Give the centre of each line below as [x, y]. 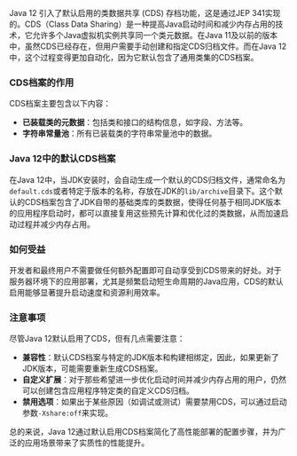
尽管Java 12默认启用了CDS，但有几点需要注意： [97, 339]
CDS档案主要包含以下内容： [60, 104]
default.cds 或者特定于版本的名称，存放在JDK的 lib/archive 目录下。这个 [142, 191]
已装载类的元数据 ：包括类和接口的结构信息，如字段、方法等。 [135, 122]
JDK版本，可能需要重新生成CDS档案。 [92, 369]
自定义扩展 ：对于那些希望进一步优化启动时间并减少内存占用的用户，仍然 [154, 380]
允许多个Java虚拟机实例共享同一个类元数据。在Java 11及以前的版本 [155, 35]
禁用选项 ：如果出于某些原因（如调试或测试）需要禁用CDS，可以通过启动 [155, 402]
